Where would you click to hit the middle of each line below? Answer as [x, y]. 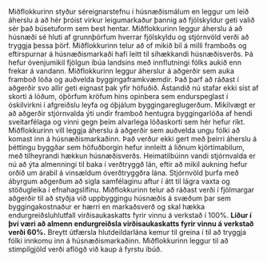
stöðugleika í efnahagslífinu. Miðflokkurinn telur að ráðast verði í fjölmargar [132, 190]
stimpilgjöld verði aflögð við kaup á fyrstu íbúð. [85, 249]
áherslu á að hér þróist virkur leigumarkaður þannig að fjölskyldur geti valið [132, 20]
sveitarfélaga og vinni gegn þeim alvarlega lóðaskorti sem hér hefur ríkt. [127, 122]
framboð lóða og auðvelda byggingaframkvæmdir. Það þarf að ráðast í [124, 79]
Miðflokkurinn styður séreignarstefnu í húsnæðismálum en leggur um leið [129, 12]
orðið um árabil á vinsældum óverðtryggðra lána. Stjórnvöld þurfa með [124, 173]
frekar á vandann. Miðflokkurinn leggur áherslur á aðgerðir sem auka [121, 71]
